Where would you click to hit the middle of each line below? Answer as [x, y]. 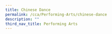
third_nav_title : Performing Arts [42, 24]
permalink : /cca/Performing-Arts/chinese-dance [56, 14]
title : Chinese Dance [28, 10]
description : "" [22, 19]
